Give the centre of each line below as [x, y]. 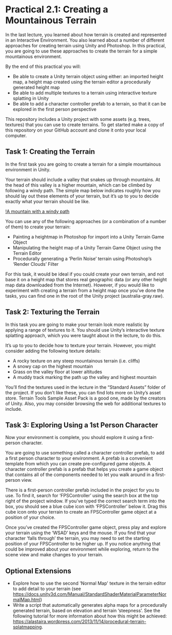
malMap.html [26, 600]
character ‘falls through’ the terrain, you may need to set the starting [78, 538]
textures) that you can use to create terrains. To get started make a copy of [85, 124]
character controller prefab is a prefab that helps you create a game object [84, 469]
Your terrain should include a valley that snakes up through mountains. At [83, 179]
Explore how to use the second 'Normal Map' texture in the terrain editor [89, 583]
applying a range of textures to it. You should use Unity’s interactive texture [85, 330]
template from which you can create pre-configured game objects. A [78, 464]
